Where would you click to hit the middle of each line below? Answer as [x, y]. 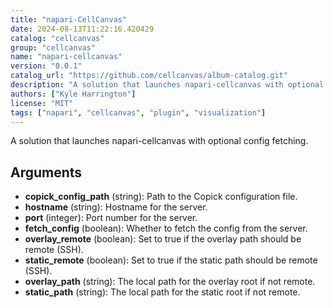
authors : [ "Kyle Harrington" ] [73, 94]
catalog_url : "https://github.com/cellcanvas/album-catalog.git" [149, 76]
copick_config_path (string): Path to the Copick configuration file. [161, 197]
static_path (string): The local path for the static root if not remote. [162, 292]
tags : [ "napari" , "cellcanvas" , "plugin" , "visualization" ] [138, 112]
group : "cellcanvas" [53, 47]
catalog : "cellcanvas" [57, 38]
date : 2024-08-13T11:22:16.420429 [82, 29]
